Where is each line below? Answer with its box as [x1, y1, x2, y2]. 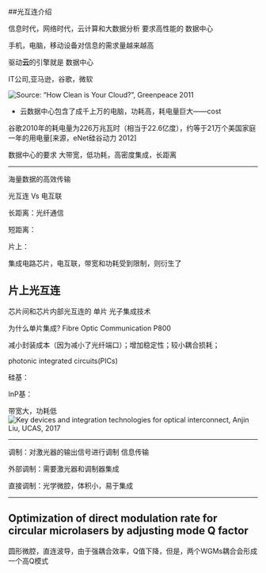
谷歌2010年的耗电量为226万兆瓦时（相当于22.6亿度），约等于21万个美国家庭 [8, 124, 256, 132]
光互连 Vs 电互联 [8, 191, 63, 201]
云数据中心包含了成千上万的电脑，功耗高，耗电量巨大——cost [19, 106, 222, 116]
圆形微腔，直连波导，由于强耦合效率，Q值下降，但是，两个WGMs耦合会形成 [8, 546, 257, 556]
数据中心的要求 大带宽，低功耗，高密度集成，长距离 [8, 150, 177, 159]
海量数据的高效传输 [8, 174, 71, 184]
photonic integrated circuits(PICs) [8, 356, 119, 365]
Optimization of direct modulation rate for [8, 512, 218, 525]
